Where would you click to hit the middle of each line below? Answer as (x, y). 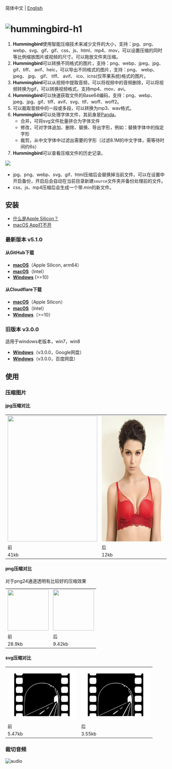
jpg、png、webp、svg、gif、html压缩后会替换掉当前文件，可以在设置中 (89, 175)
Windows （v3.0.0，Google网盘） (48, 352)
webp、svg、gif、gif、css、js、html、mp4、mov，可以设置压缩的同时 (88, 50)
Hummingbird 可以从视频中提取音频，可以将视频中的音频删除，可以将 (86, 82)
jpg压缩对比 (18, 406)
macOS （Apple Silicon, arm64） (47, 265)
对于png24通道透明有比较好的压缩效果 (46, 581)
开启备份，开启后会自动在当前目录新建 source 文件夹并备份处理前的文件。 (89, 181)
